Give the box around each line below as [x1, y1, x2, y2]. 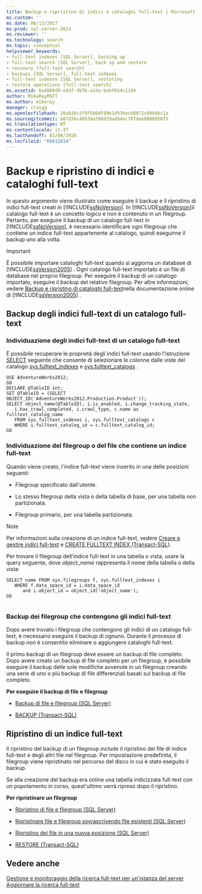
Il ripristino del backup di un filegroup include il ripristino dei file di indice [6, 745, 187, 752]
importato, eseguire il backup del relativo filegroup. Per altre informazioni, [6, 278, 189, 285]
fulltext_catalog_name [6, 412, 63, 418]
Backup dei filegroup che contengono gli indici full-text [6, 612, 171, 621]
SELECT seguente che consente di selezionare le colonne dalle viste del [6, 356, 186, 364]
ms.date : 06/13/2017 [6, 20, 58, 26]
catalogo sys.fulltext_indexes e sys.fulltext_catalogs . [6, 363, 139, 370]
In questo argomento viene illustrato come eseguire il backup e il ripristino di [6, 197, 197, 204]
